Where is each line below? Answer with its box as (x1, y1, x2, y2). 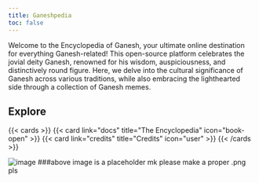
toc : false (8, 19, 44, 27)
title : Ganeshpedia (8, 11, 72, 20)
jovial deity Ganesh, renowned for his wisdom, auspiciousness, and (8, 57, 226, 67)
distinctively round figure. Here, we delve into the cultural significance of (8, 65, 243, 75)
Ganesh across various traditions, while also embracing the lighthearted (8, 74, 241, 83)
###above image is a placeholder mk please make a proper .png (38, 158, 246, 167)
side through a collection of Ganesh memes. (8, 82, 151, 91)
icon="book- (203, 126, 245, 135)
